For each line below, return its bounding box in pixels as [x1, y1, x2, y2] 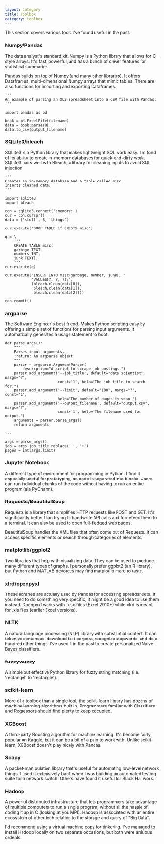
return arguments [14, 422, 49, 427]
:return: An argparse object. [14, 354, 76, 359]
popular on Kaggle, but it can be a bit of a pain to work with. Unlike [5, 737, 140, 743]
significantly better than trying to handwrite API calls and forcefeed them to [5, 514, 157, 520]
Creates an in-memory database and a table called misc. [5, 179, 124, 183]
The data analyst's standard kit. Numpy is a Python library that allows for [5, 53, 152, 59]
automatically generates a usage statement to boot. [5, 331, 109, 338]
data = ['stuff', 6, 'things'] [5, 217, 69, 222]
